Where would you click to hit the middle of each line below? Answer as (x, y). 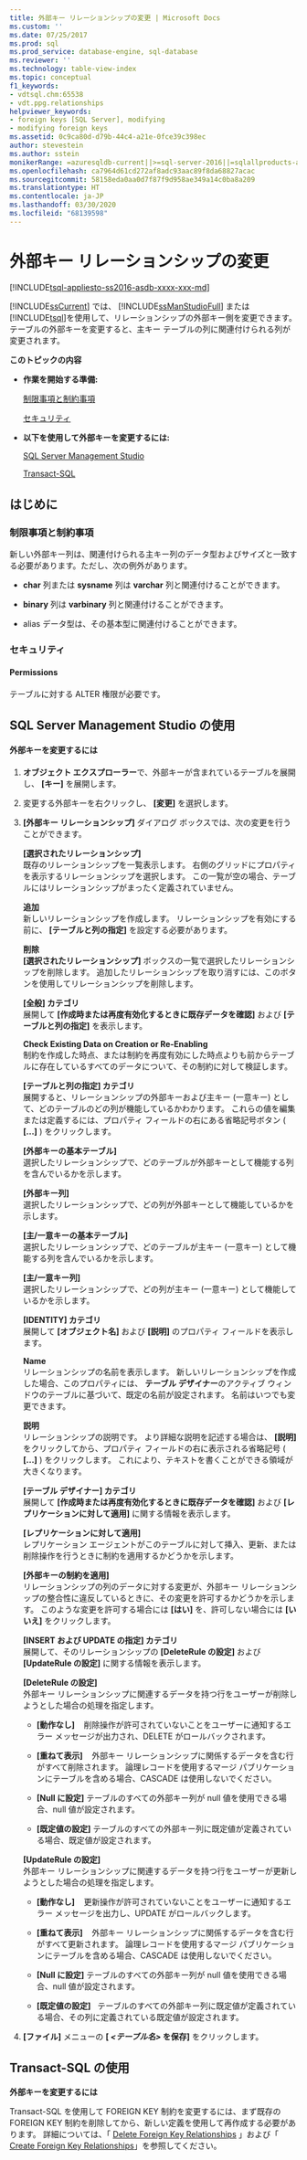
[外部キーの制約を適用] (66, 1575)
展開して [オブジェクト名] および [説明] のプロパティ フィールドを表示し (158, 1331)
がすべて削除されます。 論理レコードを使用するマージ (137, 1767)
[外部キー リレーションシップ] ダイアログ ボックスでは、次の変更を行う (157, 822)
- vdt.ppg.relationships (57, 103)
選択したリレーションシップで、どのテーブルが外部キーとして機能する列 (158, 1162)
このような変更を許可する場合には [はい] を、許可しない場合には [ (164, 1610)
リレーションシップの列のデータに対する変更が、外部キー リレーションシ (159, 1587)
